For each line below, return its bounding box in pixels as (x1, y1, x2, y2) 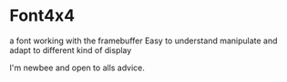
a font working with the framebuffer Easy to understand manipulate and (9, 35, 278, 46)
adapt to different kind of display (9, 44, 132, 55)
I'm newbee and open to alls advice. (9, 62, 146, 73)
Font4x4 (9, 5, 76, 26)
